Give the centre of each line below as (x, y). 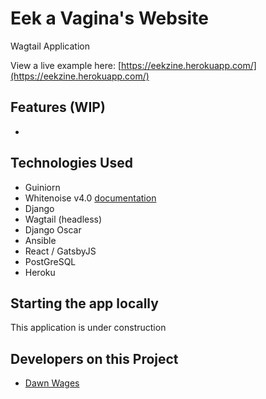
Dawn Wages (52, 383)
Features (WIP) (58, 107)
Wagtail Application (50, 46)
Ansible (40, 240)
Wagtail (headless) (63, 219)
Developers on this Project (94, 358)
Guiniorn (42, 187)
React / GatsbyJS (60, 251)
